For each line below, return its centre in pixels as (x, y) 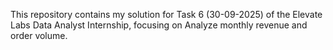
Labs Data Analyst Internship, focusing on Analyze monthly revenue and (159, 25)
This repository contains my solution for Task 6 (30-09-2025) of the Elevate (166, 14)
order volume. (39, 35)
